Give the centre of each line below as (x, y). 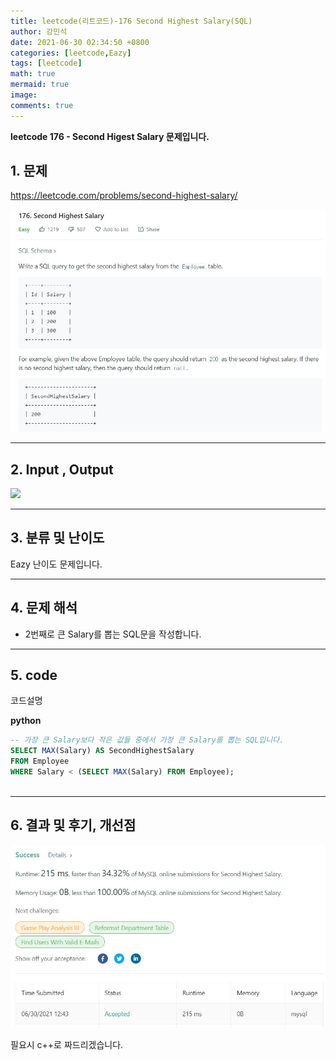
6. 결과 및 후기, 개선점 (73, 825)
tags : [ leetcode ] (46, 63)
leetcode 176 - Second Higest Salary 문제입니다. (110, 136)
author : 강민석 (39, 31)
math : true (33, 74)
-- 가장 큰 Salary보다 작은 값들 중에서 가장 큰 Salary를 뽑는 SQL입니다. (147, 740)
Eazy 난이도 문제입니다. (56, 564)
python (26, 721)
